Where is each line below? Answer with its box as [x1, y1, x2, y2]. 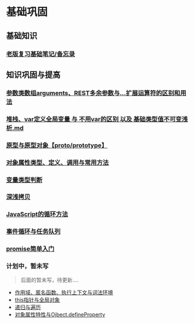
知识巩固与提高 [6, 70, 61, 80]
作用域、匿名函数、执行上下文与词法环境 [14, 289, 113, 296]
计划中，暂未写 [6, 262, 49, 270]
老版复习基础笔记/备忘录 [6, 49, 75, 58]
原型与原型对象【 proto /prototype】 [6, 141, 108, 149]
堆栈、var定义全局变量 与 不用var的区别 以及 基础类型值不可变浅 [6, 115, 188, 123]
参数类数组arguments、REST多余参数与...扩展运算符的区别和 [6, 89, 180, 97]
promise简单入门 [6, 245, 55, 253]
